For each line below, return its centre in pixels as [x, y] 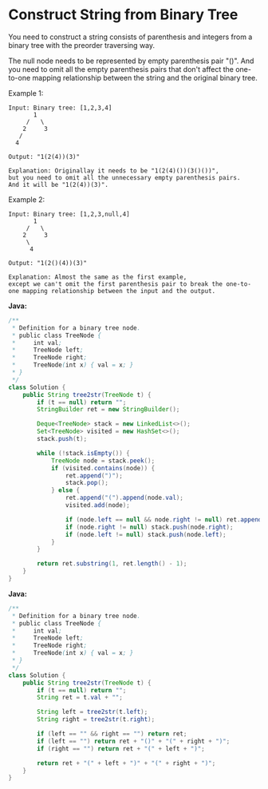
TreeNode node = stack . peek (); [103, 461]
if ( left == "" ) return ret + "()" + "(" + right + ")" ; [134, 741]
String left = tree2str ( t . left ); [93, 712]
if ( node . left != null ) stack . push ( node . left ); [146, 534]
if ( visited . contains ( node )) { [103, 468]
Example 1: [26, 93]
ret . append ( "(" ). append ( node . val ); [124, 498]
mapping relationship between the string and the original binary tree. [145, 77]
